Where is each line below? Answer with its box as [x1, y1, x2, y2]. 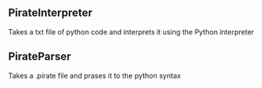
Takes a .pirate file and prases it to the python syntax [8, 71, 181, 80]
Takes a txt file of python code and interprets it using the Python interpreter [8, 27, 255, 36]
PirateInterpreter [8, 6, 93, 20]
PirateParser [8, 50, 71, 64]
